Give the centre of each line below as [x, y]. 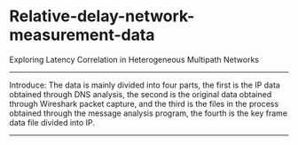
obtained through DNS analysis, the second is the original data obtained [141, 94]
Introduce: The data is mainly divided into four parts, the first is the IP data [145, 85]
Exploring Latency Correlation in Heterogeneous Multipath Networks [134, 59]
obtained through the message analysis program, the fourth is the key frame [149, 113]
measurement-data [82, 35]
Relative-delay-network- [102, 16]
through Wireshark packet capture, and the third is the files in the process [144, 103]
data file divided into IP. [52, 122]
